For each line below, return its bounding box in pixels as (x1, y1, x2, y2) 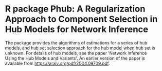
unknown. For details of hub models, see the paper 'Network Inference (5, 50, 147, 56)
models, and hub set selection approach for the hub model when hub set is (5, 45, 156, 51)
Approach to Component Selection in (5, 14, 158, 25)
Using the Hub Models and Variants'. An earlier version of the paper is (5, 55, 145, 61)
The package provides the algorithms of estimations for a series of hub (5, 40, 147, 45)
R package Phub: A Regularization (5, 3, 145, 14)
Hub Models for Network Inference (5, 24, 148, 35)
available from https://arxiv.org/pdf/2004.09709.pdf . (5, 60, 110, 66)
